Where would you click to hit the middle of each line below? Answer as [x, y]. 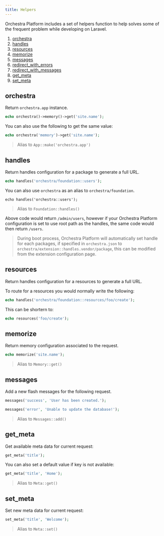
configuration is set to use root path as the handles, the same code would [80, 223]
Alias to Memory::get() [40, 364]
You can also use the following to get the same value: [59, 126]
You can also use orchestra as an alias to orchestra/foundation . [70, 190]
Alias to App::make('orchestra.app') [54, 145]
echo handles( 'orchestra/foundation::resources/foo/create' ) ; [70, 300]
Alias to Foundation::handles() [48, 209]
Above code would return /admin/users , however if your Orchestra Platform [81, 218]
